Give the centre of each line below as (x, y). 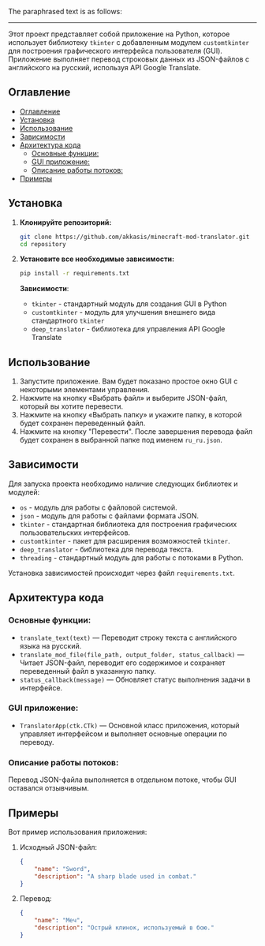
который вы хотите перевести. (71, 406)
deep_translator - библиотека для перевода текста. (106, 549)
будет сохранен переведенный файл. (82, 423)
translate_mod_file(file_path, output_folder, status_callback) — (132, 654)
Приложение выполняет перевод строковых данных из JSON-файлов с (129, 59)
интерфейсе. (41, 688)
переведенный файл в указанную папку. (88, 671)
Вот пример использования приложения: (78, 832)
